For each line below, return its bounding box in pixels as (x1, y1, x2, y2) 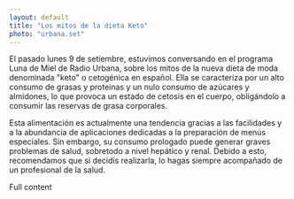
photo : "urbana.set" (9, 29, 86, 38)
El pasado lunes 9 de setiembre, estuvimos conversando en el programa (9, 54, 274, 65)
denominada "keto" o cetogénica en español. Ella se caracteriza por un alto (9, 73, 285, 83)
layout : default (9, 12, 69, 22)
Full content (9, 182, 52, 193)
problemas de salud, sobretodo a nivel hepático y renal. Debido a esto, (9, 146, 267, 157)
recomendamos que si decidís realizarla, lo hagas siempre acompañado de (9, 156, 283, 166)
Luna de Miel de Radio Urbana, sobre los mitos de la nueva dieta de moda (9, 63, 279, 73)
